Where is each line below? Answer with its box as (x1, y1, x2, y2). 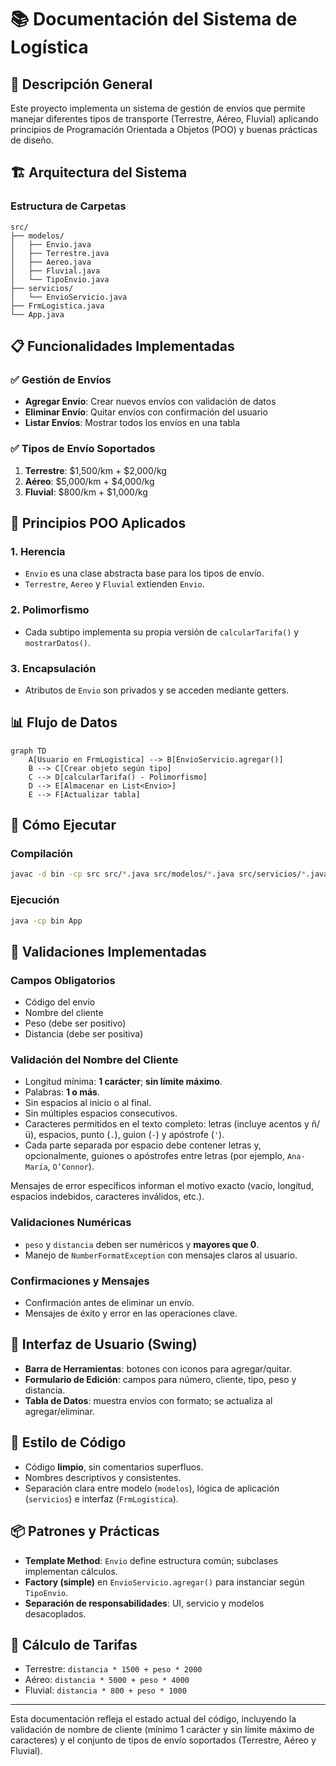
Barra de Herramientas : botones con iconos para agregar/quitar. (24, 1362, 293, 1375)
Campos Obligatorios (10, 973, 116, 987)
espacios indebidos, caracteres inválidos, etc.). (10, 1191, 205, 1203)
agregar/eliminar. (24, 1405, 95, 1417)
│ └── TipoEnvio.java (10, 274, 110, 285)
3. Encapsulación (10, 661, 97, 675)
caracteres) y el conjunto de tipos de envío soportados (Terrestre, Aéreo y (10, 1734, 317, 1746)
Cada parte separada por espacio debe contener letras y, (24, 1139, 262, 1151)
